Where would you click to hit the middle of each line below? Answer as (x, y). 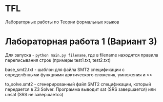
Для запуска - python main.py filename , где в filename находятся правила (82, 55)
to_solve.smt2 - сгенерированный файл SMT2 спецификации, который (78, 84)
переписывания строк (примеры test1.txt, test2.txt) (58, 60)
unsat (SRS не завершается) (34, 94)
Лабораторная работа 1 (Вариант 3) (81, 42)
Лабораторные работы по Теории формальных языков (62, 22)
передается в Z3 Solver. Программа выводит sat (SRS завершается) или (81, 89)
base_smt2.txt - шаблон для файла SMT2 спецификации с (65, 69)
